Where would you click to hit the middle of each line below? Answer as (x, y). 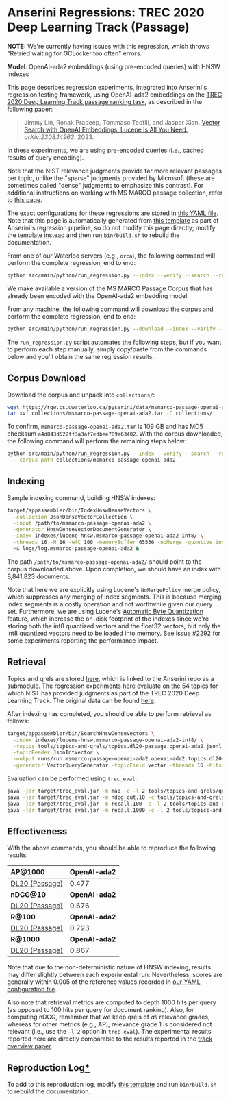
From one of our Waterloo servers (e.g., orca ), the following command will (111, 256)
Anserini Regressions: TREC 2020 (106, 13)
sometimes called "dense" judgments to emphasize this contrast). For (105, 185)
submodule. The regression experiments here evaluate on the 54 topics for (113, 686)
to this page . (25, 199)
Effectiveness (37, 831)
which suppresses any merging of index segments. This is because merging (114, 597)
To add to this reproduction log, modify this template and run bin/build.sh (112, 1085)
